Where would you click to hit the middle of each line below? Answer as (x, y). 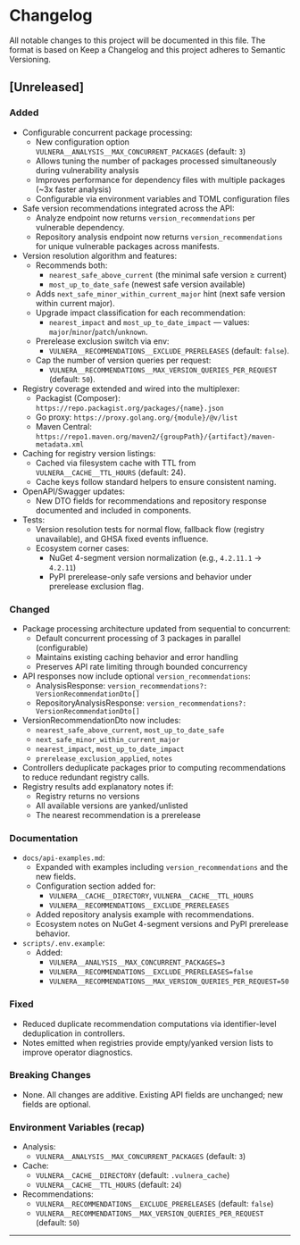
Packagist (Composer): (78, 397)
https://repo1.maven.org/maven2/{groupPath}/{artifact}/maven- (156, 437)
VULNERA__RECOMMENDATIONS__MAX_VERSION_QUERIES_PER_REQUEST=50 (169, 982)
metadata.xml (60, 444)
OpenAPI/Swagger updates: (74, 491)
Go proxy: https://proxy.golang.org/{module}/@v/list (137, 417)
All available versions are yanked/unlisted (112, 806)
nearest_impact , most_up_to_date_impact (110, 748)
